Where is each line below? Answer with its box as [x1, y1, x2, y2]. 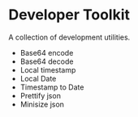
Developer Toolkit [8, 6, 130, 24]
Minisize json [19, 99, 65, 109]
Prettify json [19, 90, 61, 100]
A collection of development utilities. [8, 32, 131, 42]
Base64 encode [19, 48, 74, 57]
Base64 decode [19, 56, 74, 66]
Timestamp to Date [19, 82, 84, 92]
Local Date [19, 73, 57, 83]
